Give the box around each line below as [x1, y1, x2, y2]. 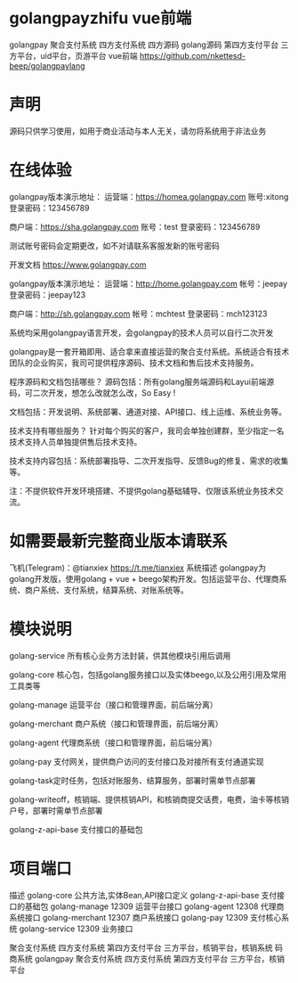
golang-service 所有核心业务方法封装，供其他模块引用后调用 [9, 650, 231, 660]
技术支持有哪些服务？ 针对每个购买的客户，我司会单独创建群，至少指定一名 [9, 425, 285, 436]
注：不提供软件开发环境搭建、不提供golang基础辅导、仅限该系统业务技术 [9, 485, 277, 496]
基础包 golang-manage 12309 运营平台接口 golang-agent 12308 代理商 [24, 901, 285, 912]
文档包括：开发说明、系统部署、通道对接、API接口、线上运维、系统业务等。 [9, 406, 287, 417]
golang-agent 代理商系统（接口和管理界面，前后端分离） [9, 737, 217, 748]
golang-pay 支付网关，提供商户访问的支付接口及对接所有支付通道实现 [9, 756, 264, 766]
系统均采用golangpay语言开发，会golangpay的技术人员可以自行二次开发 [9, 327, 274, 338]
